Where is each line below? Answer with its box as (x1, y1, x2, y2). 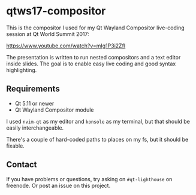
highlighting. (6, 66, 37, 73)
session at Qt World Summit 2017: (6, 30, 90, 37)
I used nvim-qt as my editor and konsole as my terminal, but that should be (6, 118, 190, 125)
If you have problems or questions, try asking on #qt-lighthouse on (6, 175, 173, 182)
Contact (6, 160, 37, 170)
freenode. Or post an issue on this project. (6, 182, 111, 189)
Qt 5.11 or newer (14, 100, 55, 107)
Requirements (6, 84, 60, 94)
